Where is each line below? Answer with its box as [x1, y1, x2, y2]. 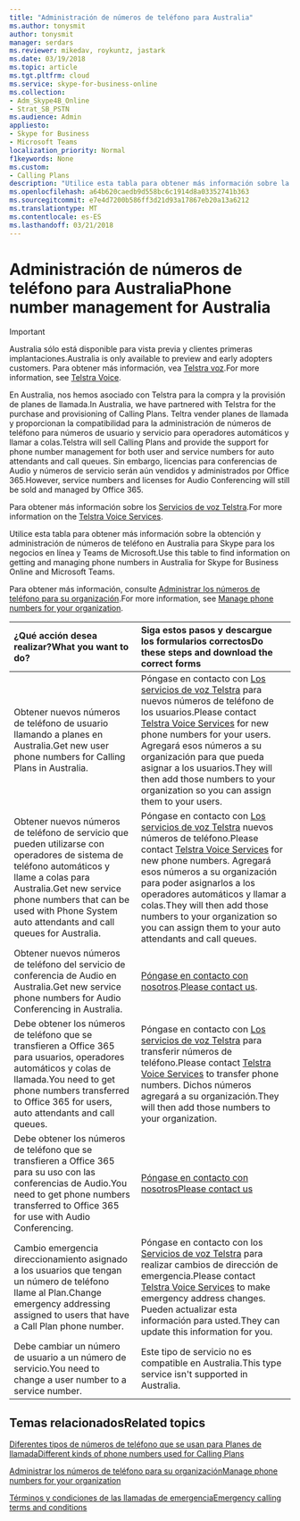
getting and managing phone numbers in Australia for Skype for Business [9, 557, 279, 568]
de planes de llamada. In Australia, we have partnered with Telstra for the [9, 399, 277, 410]
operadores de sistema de [13, 849, 123, 862]
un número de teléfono [13, 1275, 110, 1288]
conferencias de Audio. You [13, 1177, 128, 1190]
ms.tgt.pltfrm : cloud [9, 71, 90, 80]
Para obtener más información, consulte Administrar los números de [9, 584, 261, 595]
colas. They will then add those [141, 899, 270, 912]
